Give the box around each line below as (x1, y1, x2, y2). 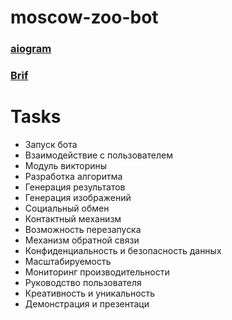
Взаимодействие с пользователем (24, 149, 173, 161)
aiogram (10, 42, 52, 56)
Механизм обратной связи (24, 234, 140, 246)
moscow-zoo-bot (10, 6, 159, 29)
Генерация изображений (24, 191, 132, 203)
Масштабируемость (24, 255, 112, 267)
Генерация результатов (24, 181, 126, 193)
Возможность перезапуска (24, 223, 142, 235)
